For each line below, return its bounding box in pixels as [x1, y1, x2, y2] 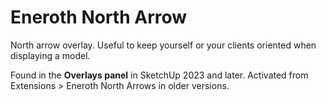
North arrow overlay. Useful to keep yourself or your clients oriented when [10, 39, 317, 51]
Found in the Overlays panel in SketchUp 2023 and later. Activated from [10, 69, 309, 81]
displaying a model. [10, 49, 91, 61]
